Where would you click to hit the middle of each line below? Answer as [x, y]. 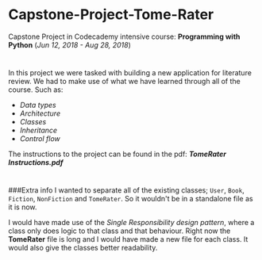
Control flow [40, 139]
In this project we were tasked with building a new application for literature [130, 73]
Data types [38, 105]
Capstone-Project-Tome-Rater [111, 15]
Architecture [40, 113]
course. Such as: [36, 90]
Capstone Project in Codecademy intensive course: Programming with [124, 36]
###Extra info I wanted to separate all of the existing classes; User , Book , [126, 190]
